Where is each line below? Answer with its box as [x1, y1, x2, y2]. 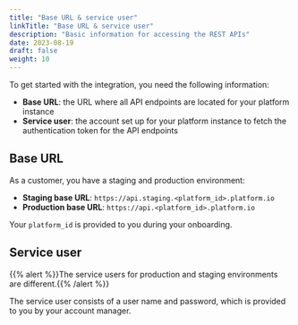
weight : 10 [9, 55, 50, 64]
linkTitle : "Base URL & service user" [9, 21, 154, 30]
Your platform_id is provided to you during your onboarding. [9, 218, 233, 229]
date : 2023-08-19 [9, 38, 74, 47]
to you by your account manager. [9, 305, 132, 316]
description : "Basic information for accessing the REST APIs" [9, 30, 251, 38]
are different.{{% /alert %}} [9, 278, 110, 289]
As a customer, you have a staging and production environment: [9, 175, 245, 185]
